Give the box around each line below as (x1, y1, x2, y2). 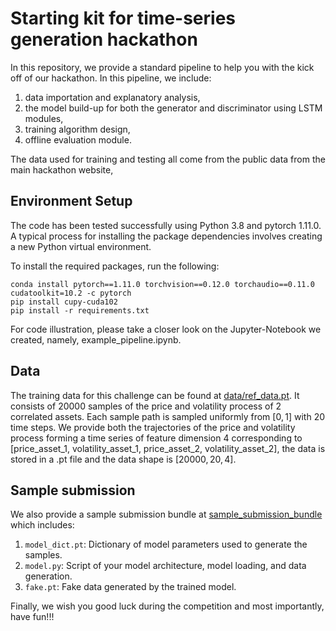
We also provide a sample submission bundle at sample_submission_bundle (10, 508, 323, 521)
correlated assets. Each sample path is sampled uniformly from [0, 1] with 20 (10, 410, 326, 422)
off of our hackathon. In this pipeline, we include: (10, 72, 212, 84)
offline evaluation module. (24, 133, 132, 146)
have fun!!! (10, 611, 55, 623)
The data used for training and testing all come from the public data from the (10, 153, 326, 165)
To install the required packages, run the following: (10, 260, 220, 272)
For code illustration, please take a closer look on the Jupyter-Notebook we (10, 323, 322, 335)
